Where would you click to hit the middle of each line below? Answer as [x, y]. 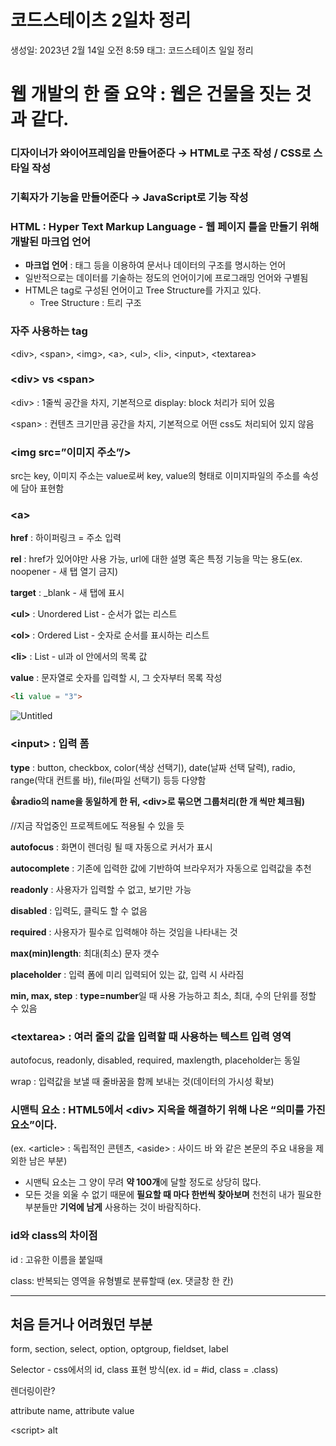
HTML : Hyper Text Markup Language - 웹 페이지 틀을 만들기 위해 [165, 226]
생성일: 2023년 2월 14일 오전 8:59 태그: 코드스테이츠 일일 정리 [132, 50]
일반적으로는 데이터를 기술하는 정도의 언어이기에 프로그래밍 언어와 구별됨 [166, 278]
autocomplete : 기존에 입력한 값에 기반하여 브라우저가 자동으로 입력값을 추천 [161, 868]
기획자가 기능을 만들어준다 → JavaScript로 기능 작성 [129, 197]
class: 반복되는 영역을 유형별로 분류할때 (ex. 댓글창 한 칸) [122, 1280]
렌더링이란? [33, 1391]
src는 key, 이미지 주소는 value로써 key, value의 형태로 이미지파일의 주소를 [155, 476]
